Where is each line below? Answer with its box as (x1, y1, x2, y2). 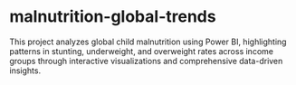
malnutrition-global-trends (9, 6, 216, 27)
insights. (9, 65, 42, 76)
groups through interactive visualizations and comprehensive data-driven (9, 55, 283, 66)
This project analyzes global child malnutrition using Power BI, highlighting (9, 36, 287, 47)
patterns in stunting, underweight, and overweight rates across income (9, 45, 274, 56)
